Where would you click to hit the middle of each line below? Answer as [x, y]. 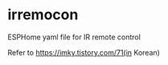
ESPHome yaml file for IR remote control [74, 37]
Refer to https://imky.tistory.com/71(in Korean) [84, 52]
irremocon [43, 15]
